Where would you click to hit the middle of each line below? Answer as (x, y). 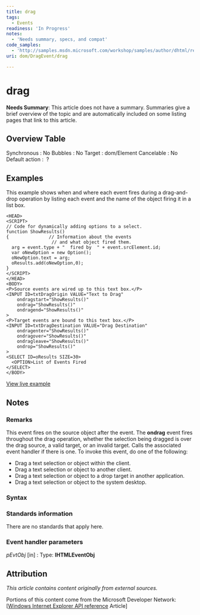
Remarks (19, 419)
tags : (13, 17)
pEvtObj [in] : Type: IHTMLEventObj (51, 555)
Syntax (17, 497)
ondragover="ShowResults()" (51, 336)
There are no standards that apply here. (55, 527)
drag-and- (176, 193)
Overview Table (36, 139)
